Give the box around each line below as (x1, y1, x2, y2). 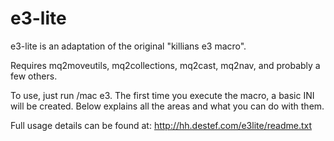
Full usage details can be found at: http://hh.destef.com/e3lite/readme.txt (10, 119, 312, 131)
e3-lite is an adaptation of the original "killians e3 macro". (10, 40, 247, 52)
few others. (10, 70, 58, 82)
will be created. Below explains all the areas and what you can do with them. (10, 100, 325, 112)
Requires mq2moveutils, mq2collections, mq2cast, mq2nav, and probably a (10, 59, 321, 71)
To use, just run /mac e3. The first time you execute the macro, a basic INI (10, 89, 315, 101)
